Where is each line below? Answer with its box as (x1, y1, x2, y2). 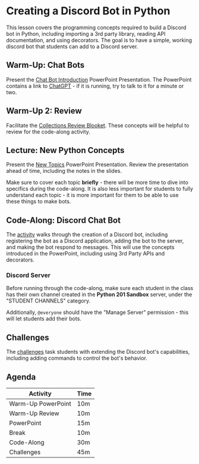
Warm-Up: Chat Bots (6, 60, 85, 70)
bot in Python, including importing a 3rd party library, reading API (6, 30, 166, 37)
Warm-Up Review (9, 409, 59, 418)
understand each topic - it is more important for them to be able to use (6, 192, 179, 199)
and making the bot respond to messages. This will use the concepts (6, 244, 175, 251)
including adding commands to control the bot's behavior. (6, 354, 147, 362)
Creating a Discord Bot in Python (6, 4, 170, 18)
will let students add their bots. (6, 315, 82, 322)
